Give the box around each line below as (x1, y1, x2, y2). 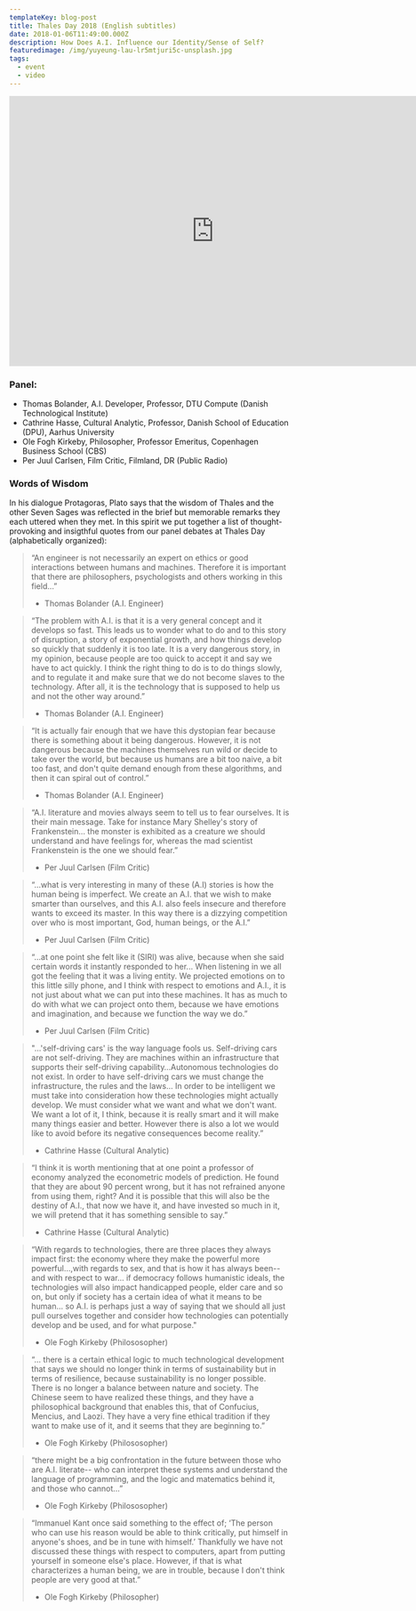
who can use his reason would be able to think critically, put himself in (30, 1527, 289, 1538)
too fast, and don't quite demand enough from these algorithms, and (30, 763, 283, 774)
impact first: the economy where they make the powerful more (30, 1253, 260, 1264)
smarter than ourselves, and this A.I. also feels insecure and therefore (30, 898, 286, 909)
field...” (30, 581, 58, 592)
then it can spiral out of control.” (30, 773, 149, 784)
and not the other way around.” (30, 691, 145, 702)
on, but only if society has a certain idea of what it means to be (30, 1292, 262, 1302)
